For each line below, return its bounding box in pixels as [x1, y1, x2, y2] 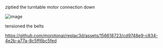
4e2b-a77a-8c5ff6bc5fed [5, 38, 57, 44]
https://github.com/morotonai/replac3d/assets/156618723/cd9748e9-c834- [5, 33, 158, 38]
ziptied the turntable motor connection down [5, 4, 95, 10]
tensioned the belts [5, 23, 44, 29]
